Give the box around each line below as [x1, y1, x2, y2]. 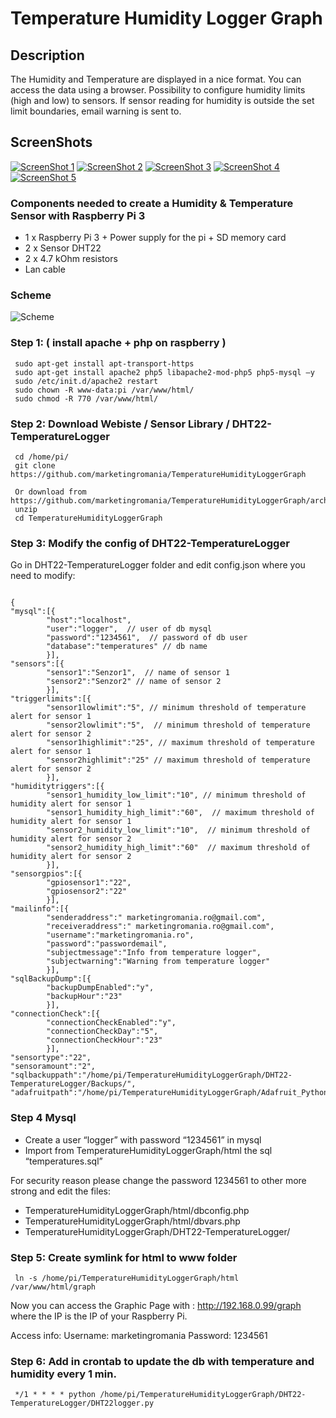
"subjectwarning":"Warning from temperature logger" [46, 957, 271, 967]
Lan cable [24, 263, 66, 276]
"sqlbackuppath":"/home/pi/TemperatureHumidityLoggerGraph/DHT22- [10, 1070, 293, 1081]
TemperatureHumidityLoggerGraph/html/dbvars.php [24, 1215, 241, 1227]
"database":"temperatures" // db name [46, 642, 208, 652]
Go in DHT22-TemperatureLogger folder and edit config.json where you [10, 559, 306, 571]
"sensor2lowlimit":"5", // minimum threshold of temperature [46, 720, 311, 731]
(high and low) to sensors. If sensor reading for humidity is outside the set [10, 95, 315, 106]
